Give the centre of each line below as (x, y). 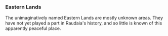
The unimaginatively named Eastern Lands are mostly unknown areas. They (84, 18)
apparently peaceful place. (33, 28)
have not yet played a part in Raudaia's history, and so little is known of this (84, 23)
